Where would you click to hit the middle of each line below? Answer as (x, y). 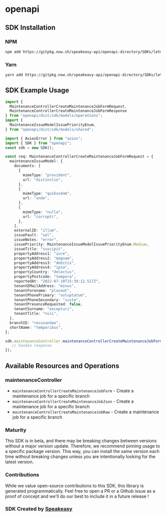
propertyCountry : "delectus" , (45, 272)
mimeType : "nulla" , (43, 212)
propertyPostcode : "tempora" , (45, 277)
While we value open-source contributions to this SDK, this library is (75, 486)
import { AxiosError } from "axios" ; (44, 138)
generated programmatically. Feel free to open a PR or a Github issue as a (80, 491)
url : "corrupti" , (41, 217)
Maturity (16, 430)
